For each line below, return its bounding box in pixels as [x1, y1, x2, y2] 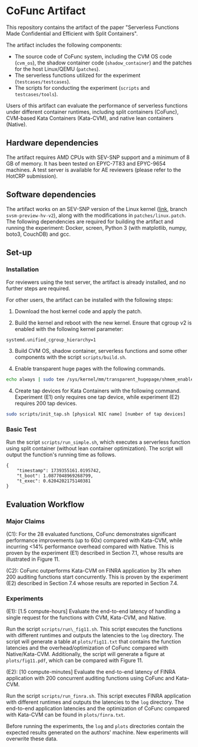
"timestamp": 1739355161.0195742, [16, 468, 101, 474]
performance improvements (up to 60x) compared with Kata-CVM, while [6, 537, 183, 544]
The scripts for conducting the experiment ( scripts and [14, 84, 150, 91]
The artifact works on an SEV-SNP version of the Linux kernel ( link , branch [6, 205, 187, 212]
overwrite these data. [6, 735, 58, 742]
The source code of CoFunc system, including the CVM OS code [14, 53, 172, 60]
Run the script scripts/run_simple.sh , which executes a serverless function [6, 439, 190, 446]
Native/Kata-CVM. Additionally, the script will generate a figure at [6, 651, 165, 658]
